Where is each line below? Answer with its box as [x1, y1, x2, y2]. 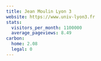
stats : [6, 19, 22, 25]
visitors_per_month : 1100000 [11, 24, 82, 31]
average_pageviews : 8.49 [11, 30, 72, 36]
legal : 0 [11, 46, 33, 52]
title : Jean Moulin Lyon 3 [6, 8, 72, 15]
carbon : [6, 35, 25, 41]
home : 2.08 [11, 41, 38, 47]
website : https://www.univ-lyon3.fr [6, 14, 95, 20]
